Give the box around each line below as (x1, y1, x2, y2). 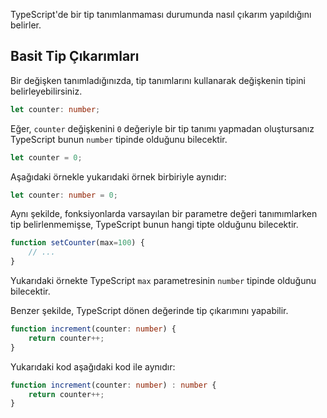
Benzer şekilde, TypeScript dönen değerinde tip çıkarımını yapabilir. (10, 305, 289, 317)
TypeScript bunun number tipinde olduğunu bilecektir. (10, 133, 228, 145)
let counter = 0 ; (10, 152, 83, 163)
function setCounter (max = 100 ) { (10, 238, 145, 248)
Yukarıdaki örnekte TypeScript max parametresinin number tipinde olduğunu (10, 275, 317, 287)
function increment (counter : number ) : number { (10, 380, 217, 390)
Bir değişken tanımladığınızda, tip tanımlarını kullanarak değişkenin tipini (10, 74, 306, 86)
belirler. (10, 19, 42, 31)
